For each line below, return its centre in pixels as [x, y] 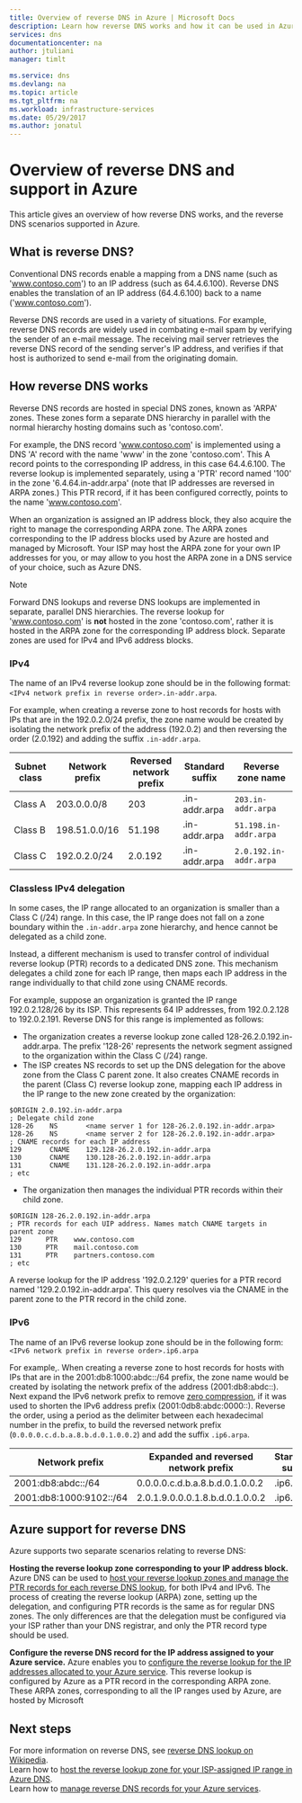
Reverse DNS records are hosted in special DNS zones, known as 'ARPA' [143, 408]
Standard [204, 766]
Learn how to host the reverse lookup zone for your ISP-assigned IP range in [151, 1770]
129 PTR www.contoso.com [72, 1240]
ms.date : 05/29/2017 [48, 118]
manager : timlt [38, 59]
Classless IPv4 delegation [67, 888]
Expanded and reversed [201, 1456]
